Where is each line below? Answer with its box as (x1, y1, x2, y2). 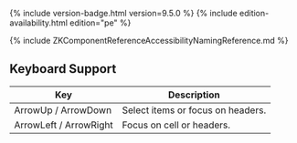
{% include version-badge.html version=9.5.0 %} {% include (9, 8, 238, 18)
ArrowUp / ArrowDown (14, 104, 112, 117)
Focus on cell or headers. (122, 118, 231, 131)
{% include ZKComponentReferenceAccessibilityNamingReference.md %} (9, 36, 290, 46)
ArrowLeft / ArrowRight (14, 118, 113, 131)
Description (167, 88, 221, 101)
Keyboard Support (9, 61, 117, 77)
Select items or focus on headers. (122, 104, 267, 117)
